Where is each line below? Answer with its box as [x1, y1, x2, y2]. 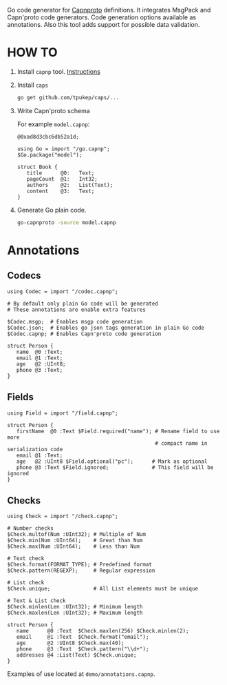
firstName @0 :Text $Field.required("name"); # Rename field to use [16, 428, 220, 435]
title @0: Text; [26, 169, 95, 177]
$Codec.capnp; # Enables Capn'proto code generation [7, 330, 162, 337]
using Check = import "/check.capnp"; [7, 513, 118, 520]
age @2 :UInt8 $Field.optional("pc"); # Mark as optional [16, 458, 208, 465]
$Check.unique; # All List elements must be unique [7, 586, 198, 593]
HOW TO [7, 45, 58, 61]
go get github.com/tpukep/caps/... [17, 94, 120, 101]
